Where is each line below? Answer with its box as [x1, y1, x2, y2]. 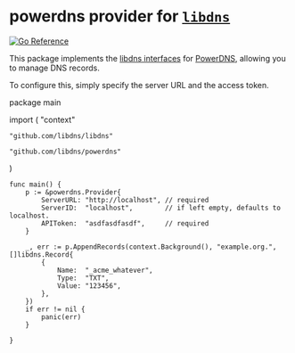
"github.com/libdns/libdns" [9, 131, 114, 140]
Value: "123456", [56, 281, 122, 291]
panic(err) [41, 312, 82, 322]
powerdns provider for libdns [9, 6, 231, 27]
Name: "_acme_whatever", [56, 266, 153, 275]
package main [9, 96, 61, 108]
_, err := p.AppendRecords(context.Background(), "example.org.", [25, 242, 277, 251]
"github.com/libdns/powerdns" [9, 147, 122, 156]
